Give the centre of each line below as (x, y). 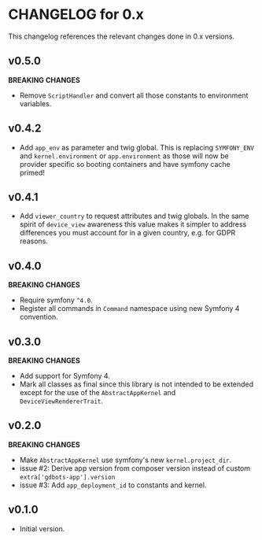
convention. (39, 317)
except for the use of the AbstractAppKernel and (98, 392)
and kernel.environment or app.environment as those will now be (124, 156)
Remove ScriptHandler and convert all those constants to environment (134, 95)
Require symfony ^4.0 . (56, 300)
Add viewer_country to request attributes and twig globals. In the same (134, 216)
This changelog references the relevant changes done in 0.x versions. (121, 36)
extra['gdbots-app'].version (67, 477)
